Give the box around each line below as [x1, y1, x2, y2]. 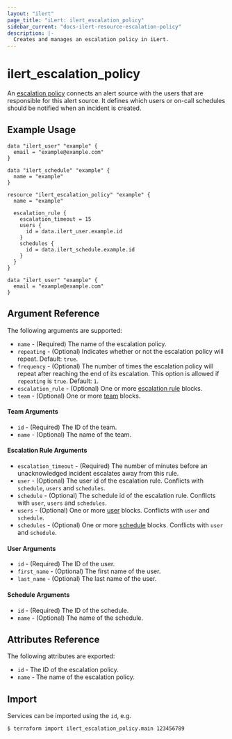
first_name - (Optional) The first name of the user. [17, 567, 161, 575]
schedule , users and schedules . [17, 484, 106, 492]
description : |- [7, 29, 54, 37]
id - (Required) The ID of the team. [17, 423, 117, 431]
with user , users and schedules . [17, 499, 107, 507]
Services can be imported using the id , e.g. [7, 712, 132, 720]
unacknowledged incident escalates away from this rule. [17, 469, 179, 478]
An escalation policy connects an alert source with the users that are [7, 89, 204, 98]
